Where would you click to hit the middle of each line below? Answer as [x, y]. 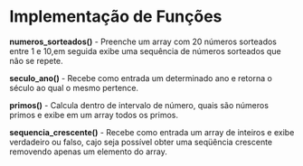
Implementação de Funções [116, 17]
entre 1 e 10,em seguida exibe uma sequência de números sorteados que [146, 51]
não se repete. [36, 60]
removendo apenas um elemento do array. [88, 152]
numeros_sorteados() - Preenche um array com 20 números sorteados [143, 41]
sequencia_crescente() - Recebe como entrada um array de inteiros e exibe [152, 132]
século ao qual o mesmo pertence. [74, 88]
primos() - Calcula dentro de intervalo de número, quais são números [139, 105]
